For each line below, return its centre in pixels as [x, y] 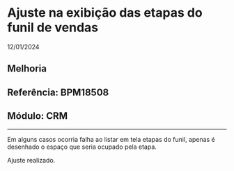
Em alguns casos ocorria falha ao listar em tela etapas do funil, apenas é [111, 139]
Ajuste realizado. [31, 160]
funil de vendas [53, 27]
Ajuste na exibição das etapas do [105, 13]
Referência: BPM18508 [58, 92]
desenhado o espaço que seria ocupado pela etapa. [82, 147]
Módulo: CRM [38, 116]
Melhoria [27, 68]
